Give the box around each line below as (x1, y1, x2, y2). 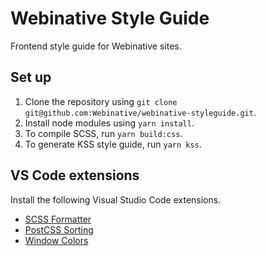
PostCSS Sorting (24, 223, 94, 236)
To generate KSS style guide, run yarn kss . (24, 138, 202, 150)
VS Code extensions (10, 167, 140, 184)
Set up (10, 69, 52, 86)
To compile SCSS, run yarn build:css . (24, 127, 183, 139)
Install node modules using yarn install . (24, 117, 195, 129)
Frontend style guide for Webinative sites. (10, 40, 182, 52)
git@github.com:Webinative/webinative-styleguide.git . (24, 106, 257, 118)
